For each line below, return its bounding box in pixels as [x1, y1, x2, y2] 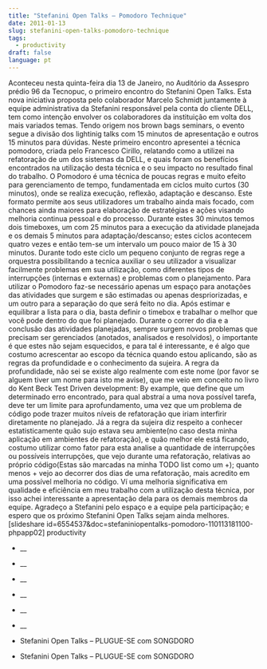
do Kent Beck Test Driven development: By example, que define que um [8, 383, 245, 393]
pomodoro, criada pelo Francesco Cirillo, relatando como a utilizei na [8, 145, 235, 156]
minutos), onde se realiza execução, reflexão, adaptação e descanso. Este [8, 188, 253, 198]
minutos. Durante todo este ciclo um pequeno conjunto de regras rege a [8, 247, 245, 257]
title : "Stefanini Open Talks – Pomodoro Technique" [8, 11, 187, 20]
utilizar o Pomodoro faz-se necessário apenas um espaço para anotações [8, 281, 251, 291]
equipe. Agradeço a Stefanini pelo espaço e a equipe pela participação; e [8, 502, 249, 512]
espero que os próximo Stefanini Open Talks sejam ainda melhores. [8, 510, 230, 520]
